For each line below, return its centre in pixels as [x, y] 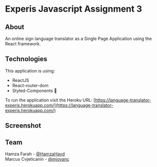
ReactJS [20, 80]
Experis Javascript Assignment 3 [74, 9]
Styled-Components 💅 [34, 91]
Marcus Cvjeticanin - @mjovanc [37, 159]
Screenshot [23, 126]
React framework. [23, 44]
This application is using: [30, 71]
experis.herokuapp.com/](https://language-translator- [59, 105]
